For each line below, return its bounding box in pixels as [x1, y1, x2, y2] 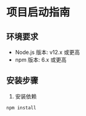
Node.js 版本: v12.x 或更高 [15, 49, 80, 56]
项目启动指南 [6, 5, 71, 19]
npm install [6, 105, 36, 111]
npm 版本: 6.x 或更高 [15, 56, 67, 63]
